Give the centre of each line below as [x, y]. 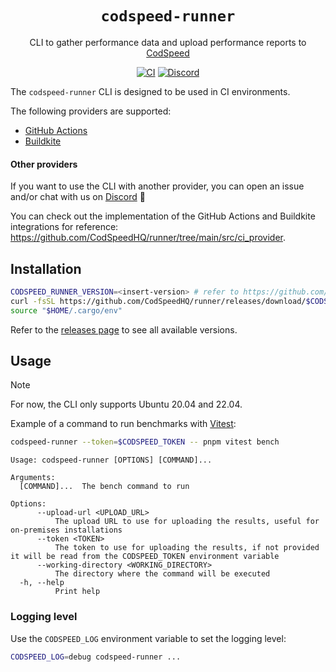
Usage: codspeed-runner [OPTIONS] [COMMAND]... [111, 460]
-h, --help [42, 583]
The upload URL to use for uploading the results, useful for [187, 522]
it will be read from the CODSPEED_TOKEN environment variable [145, 557]
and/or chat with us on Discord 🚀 [78, 197]
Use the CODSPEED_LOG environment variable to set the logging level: [148, 638]
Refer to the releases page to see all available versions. [124, 329]
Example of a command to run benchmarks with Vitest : [123, 424]
